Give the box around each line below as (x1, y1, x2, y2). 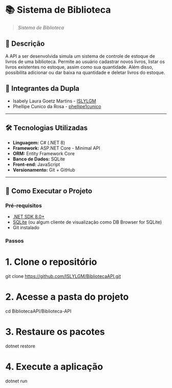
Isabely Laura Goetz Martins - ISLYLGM (12, 98, 96, 104)
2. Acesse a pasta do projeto (5, 291, 129, 303)
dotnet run (5, 378, 28, 384)
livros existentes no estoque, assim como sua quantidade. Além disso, (5, 64, 154, 70)
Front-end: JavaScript (12, 161, 60, 168)
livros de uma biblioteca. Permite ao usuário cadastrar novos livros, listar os (5, 58, 165, 65)
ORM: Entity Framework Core (12, 151, 75, 157)
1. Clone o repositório (5, 256, 97, 268)
